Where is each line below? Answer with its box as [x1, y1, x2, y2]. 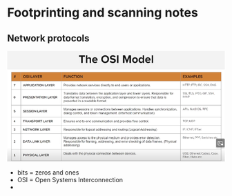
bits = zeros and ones [17, 168, 79, 177]
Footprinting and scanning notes [7, 5, 198, 21]
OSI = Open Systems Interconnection [17, 175, 123, 184]
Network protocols [7, 32, 90, 44]
